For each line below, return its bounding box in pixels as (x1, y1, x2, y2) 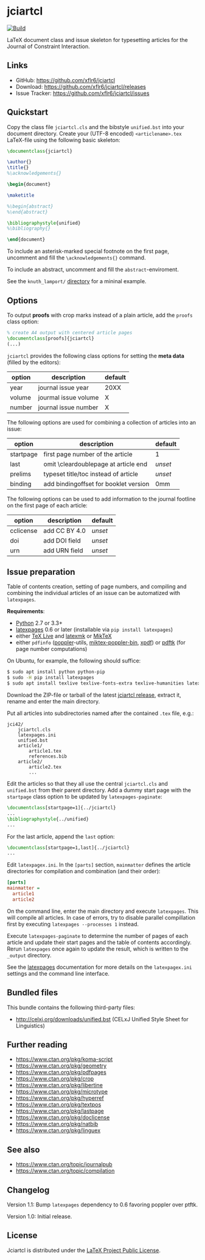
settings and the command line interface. (7, 970, 110, 977)
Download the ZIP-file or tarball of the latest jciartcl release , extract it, (7, 691, 181, 699)
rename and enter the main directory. (7, 698, 100, 705)
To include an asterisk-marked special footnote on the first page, (7, 248, 170, 255)
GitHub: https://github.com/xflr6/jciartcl (15, 76, 115, 83)
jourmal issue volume (38, 393, 99, 401)
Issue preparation (7, 567, 75, 577)
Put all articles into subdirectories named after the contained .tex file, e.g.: (7, 709, 194, 717)
